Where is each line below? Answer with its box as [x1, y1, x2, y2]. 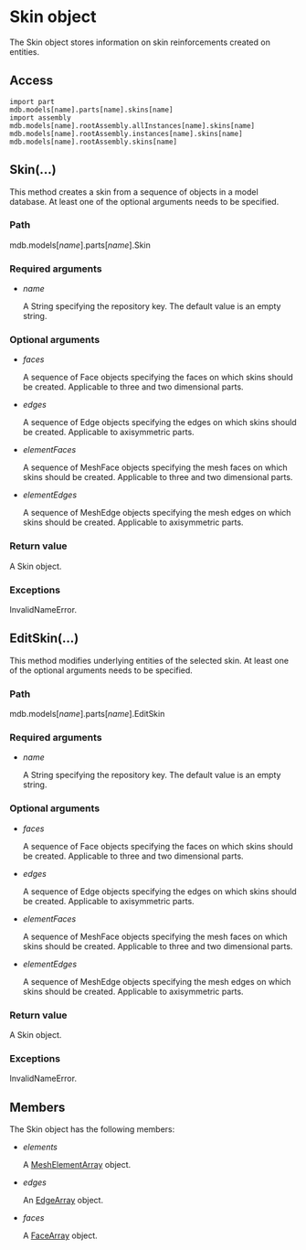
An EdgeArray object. [22, 1195, 103, 1206]
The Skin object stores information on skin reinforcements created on [9, 37, 271, 48]
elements [22, 1141, 58, 1153]
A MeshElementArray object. [22, 1159, 132, 1170]
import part [9, 97, 55, 106]
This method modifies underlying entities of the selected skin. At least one [9, 655, 290, 666]
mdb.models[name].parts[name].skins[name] [9, 105, 174, 114]
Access [9, 73, 53, 89]
